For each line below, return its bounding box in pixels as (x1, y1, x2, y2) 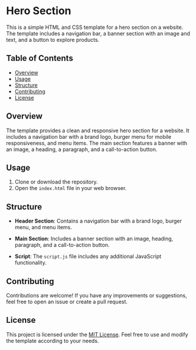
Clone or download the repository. (14, 178, 99, 185)
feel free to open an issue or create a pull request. (6, 298, 128, 305)
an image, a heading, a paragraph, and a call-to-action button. (6, 146, 158, 153)
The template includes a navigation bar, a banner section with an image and (6, 30, 191, 37)
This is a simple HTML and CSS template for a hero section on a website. (6, 24, 184, 31)
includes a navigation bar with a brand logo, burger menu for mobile (6, 133, 172, 140)
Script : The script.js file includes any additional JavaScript (14, 253, 162, 260)
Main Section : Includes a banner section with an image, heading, (14, 235, 174, 243)
